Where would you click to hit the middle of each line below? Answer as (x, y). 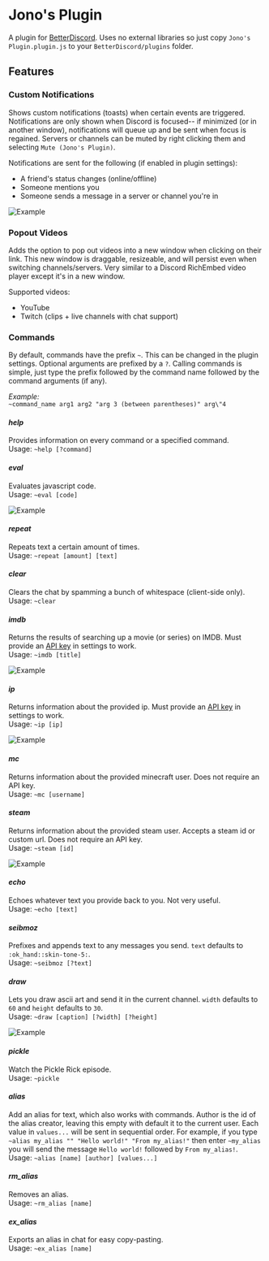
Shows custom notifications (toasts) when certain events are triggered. (127, 112)
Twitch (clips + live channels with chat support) (99, 316)
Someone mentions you (60, 187)
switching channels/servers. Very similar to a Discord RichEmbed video (127, 267)
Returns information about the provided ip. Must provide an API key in (125, 707)
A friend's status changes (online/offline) (88, 178)
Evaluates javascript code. (52, 486)
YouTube (35, 307)
